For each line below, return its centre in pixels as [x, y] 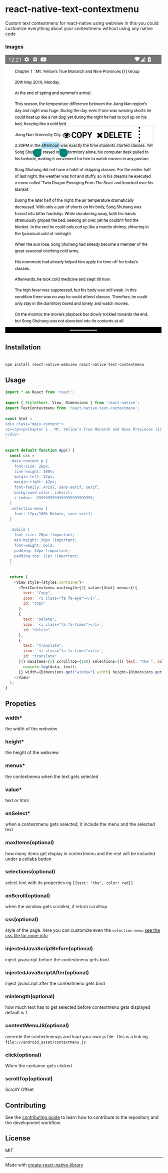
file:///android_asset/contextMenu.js [45, 1042]
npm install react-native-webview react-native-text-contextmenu [74, 364]
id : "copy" [34, 604]
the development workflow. [33, 1123]
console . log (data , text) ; [50, 667]
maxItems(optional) [29, 843]
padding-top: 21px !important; [47, 556]
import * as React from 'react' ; [40, 392]
